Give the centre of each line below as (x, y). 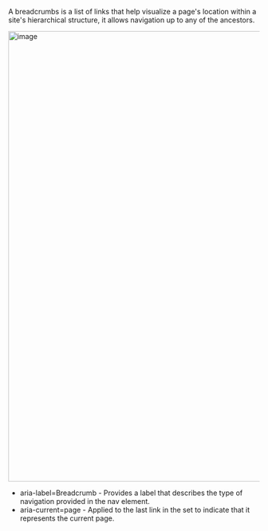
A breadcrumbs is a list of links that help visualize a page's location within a (132, 12)
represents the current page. (67, 518)
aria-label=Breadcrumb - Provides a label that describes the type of (131, 493)
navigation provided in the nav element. (85, 501)
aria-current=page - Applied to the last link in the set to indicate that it (135, 510)
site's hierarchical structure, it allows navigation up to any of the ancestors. (132, 20)
